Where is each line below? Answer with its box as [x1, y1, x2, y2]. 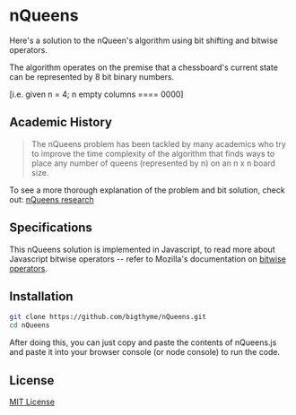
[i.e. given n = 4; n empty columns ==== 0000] [9, 89, 184, 99]
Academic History [9, 115, 112, 130]
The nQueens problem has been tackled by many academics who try [30, 138, 287, 149]
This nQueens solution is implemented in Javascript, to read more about [9, 244, 275, 255]
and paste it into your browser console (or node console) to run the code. [9, 347, 281, 358]
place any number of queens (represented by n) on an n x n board [30, 158, 276, 169]
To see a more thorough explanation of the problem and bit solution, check [9, 185, 285, 195]
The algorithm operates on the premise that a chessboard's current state [9, 62, 278, 73]
